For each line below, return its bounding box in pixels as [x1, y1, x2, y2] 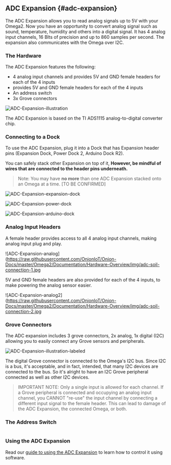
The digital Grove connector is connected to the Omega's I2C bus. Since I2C [5, 358, 166, 364]
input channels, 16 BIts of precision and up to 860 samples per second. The [5, 34, 164, 40]
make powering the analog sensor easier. [5, 282, 92, 288]
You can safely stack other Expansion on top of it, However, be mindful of [5, 160, 162, 167]
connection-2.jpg [5, 308, 42, 314]
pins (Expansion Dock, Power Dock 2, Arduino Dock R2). [5, 150, 124, 156]
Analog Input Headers [5, 223, 61, 230]
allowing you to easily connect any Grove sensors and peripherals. [5, 338, 145, 344]
